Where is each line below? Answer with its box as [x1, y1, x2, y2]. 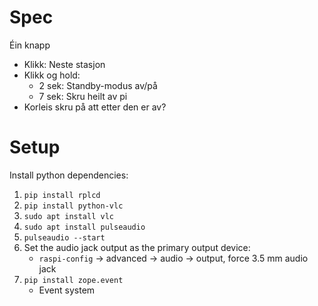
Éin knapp [9, 39, 51, 51]
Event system [38, 284, 96, 296]
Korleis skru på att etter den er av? [23, 101, 167, 113]
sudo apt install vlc [23, 211, 114, 221]
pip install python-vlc [23, 201, 124, 211]
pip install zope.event [23, 275, 124, 285]
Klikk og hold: [23, 69, 81, 81]
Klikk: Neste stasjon [23, 58, 106, 70]
